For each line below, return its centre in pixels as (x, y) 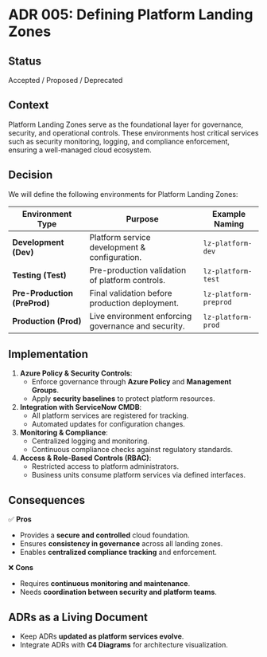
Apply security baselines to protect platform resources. (123, 399)
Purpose (142, 218)
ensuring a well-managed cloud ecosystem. (80, 150)
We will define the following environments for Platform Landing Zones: (123, 194)
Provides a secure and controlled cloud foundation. (104, 535)
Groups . (45, 390)
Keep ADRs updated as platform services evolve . (102, 636)
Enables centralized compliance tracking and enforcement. (118, 553)
